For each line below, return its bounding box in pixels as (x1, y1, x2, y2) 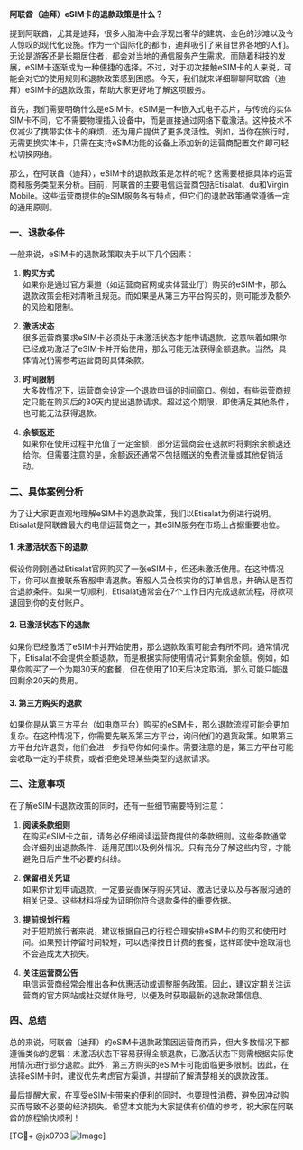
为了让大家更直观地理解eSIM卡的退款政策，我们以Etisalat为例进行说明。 (9, 507, 277, 518)
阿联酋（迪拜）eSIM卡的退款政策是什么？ (9, 9, 164, 19)
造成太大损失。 (38, 948, 95, 959)
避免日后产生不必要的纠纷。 (22, 853, 126, 864)
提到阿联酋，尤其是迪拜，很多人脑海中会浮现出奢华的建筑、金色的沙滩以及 (9, 28, 286, 39)
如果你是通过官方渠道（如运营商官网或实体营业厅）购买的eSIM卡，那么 (22, 279, 287, 290)
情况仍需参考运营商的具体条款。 (30, 355, 150, 366)
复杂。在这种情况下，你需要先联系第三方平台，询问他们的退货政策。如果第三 (9, 730, 294, 741)
